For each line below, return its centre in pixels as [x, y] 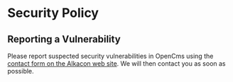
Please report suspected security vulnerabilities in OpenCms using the [110, 56]
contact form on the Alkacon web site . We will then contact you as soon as [116, 64]
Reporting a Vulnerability [64, 39]
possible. [21, 71]
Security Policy [53, 13]
